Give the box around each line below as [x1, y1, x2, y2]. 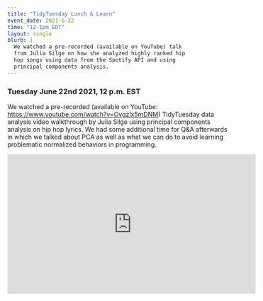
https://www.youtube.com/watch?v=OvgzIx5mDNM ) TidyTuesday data [7, 110, 215, 118]
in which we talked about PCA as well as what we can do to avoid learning [7, 132, 224, 141]
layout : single [7, 30, 52, 38]
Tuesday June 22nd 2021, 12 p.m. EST [7, 86, 141, 96]
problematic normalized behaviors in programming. [7, 140, 157, 149]
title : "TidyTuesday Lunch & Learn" [7, 10, 116, 18]
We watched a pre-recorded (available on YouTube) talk [13, 43, 182, 50]
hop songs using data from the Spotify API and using [13, 57, 176, 64]
